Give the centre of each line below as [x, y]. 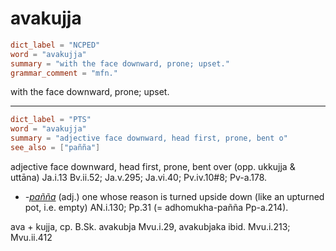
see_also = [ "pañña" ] [55, 148]
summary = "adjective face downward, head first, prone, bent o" [149, 138]
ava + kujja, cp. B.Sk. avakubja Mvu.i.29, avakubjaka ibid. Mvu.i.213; [150, 226]
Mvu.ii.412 [31, 237]
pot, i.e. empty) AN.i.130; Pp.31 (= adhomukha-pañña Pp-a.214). [156, 207]
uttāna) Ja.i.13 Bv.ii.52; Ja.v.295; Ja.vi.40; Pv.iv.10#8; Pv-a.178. [139, 177]
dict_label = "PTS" [51, 120]
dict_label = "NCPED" [55, 45]
